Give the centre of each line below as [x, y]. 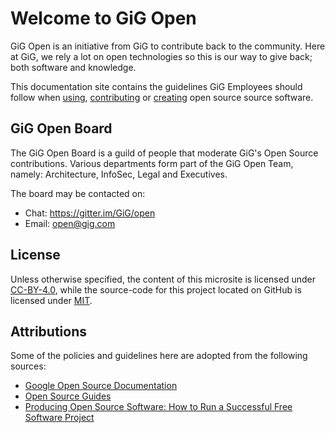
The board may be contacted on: [78, 193]
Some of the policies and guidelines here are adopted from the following [159, 356]
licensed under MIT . [51, 300]
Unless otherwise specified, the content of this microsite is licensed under [163, 279]
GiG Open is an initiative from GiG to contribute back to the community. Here [168, 46]
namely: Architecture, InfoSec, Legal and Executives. [119, 174]
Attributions [49, 331]
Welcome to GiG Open [103, 18]
